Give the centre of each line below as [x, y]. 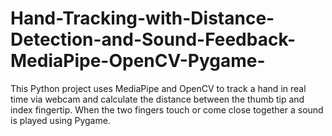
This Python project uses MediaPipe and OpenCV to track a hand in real [158, 88]
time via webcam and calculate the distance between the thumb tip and [157, 99]
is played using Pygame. [60, 120]
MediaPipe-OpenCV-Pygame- [138, 61]
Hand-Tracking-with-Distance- [142, 18]
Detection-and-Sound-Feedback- [153, 39]
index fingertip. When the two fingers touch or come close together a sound [167, 109]
